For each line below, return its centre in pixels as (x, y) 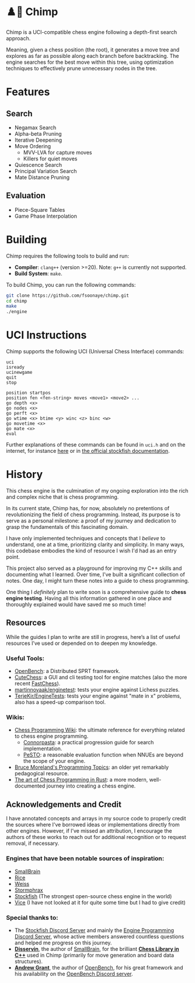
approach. (18, 38)
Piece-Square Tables (40, 209)
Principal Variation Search (46, 171)
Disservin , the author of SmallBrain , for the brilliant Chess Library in (97, 948)
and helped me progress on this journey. (63, 943)
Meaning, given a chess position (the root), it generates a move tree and (93, 49)
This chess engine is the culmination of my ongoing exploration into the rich (97, 491)
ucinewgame (19, 373)
